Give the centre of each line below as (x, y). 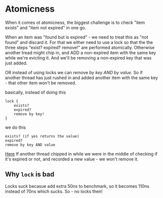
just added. (16, 63)
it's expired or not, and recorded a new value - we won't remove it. (72, 159)
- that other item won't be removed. (41, 83)
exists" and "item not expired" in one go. (46, 27)
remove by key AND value (30, 145)
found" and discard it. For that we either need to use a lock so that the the (79, 42)
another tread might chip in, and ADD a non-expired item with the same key (81, 53)
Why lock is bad (30, 174)
